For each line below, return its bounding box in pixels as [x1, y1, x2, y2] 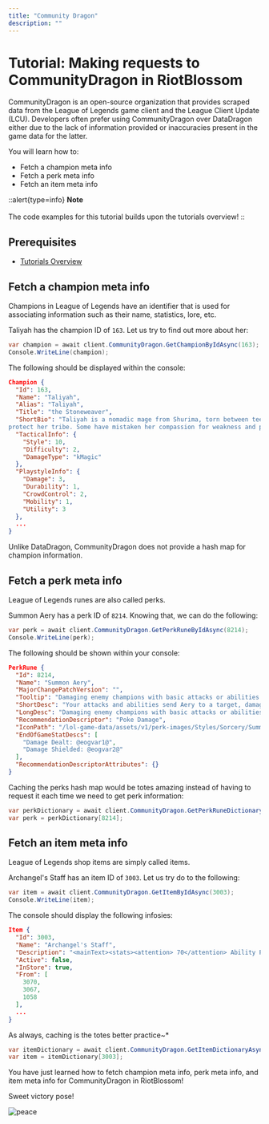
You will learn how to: [8, 147, 79, 156]
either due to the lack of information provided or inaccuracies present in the [8, 123, 259, 132]
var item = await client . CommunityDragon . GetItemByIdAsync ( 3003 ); [8, 888, 235, 897]
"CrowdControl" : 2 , [22, 490, 88, 498]
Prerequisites [8, 235, 77, 249]
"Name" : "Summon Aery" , [15, 679, 94, 687]
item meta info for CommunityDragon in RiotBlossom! [8, 1076, 184, 1085]
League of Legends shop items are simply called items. [8, 858, 191, 867]
